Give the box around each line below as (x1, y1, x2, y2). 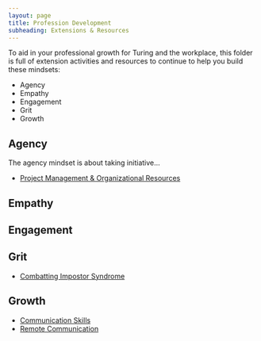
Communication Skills (19, 315, 91, 325)
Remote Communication (19, 324, 99, 333)
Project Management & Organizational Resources (19, 174, 181, 183)
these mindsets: (8, 65, 61, 75)
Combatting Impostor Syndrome (19, 271, 125, 281)
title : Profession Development (8, 19, 112, 27)
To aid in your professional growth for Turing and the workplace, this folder (8, 48, 253, 58)
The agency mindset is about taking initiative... (8, 158, 160, 167)
